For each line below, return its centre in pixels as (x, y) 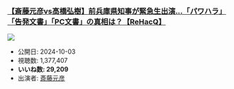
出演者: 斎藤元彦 (41, 78)
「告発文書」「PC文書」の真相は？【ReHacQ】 (87, 21)
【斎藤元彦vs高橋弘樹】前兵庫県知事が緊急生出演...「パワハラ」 (117, 11)
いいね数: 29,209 (43, 69)
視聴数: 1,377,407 (43, 61)
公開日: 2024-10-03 (46, 52)
